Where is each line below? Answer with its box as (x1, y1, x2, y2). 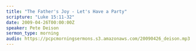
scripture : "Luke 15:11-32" (6, 14, 75, 20)
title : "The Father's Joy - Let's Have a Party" (6, 8, 127, 15)
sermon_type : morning (6, 30, 59, 36)
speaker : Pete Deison (6, 25, 59, 31)
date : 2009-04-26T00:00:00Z (6, 19, 75, 25)
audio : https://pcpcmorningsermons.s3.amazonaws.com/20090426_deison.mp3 (6, 36, 191, 42)
